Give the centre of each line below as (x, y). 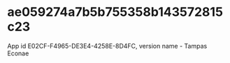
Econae (18, 53)
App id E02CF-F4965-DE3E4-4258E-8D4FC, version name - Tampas (107, 46)
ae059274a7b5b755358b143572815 (115, 12)
